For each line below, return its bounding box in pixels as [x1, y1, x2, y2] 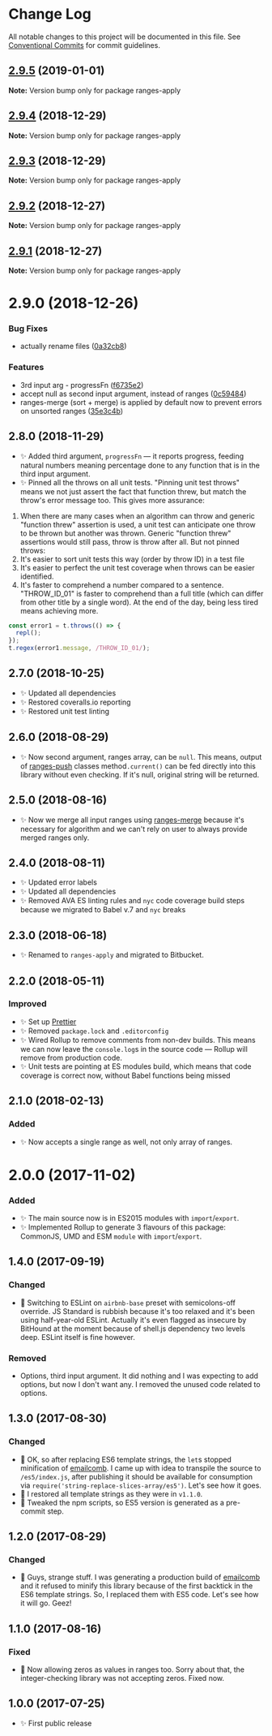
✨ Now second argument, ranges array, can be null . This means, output [19, 752, 262, 761]
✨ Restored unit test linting [19, 706, 110, 716]
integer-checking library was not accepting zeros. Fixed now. [19, 1674, 225, 1683]
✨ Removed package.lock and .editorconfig [19, 1026, 169, 1036]
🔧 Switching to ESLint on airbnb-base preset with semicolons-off [19, 1298, 236, 1307]
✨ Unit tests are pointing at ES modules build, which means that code [19, 1061, 253, 1071]
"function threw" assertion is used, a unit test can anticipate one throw [19, 519, 257, 529]
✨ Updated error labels [19, 877, 97, 887]
